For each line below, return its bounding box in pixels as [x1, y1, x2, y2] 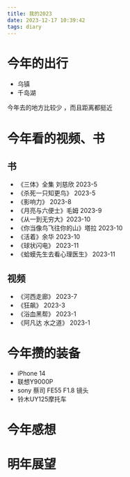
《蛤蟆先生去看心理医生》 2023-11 [17, 250, 116, 258]
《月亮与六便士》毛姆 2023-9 [17, 207, 102, 215]
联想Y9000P [17, 378, 54, 386]
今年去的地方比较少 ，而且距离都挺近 [7, 103, 113, 112]
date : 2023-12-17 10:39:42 [7, 17, 86, 24]
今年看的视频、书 [7, 131, 106, 147]
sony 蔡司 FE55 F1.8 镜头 [17, 386, 89, 395]
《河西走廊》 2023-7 [17, 293, 78, 301]
